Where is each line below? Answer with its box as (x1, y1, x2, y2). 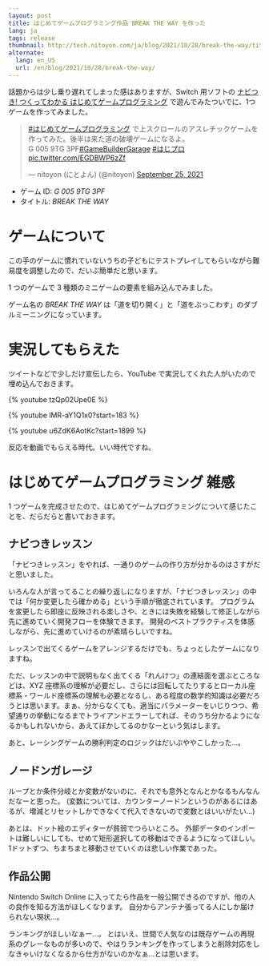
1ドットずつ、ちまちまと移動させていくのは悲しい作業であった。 (8, 843, 222, 853)
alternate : (8, 49, 45, 57)
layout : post (8, 11, 52, 20)
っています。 (63, 309, 106, 319)
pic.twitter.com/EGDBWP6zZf (27, 153, 126, 163)
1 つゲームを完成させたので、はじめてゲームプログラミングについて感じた (8, 501, 251, 511)
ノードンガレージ (8, 763, 93, 777)
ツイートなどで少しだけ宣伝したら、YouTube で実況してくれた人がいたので (8, 368, 256, 378)
